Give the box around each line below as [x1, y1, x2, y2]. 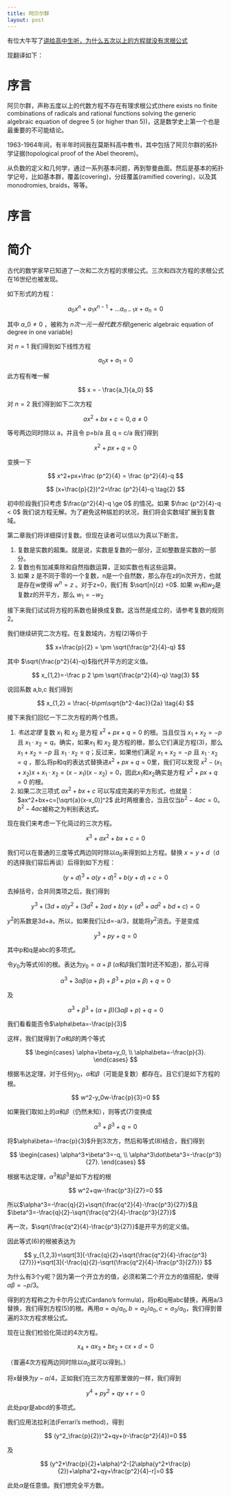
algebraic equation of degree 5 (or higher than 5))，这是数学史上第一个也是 [7, 118, 220, 126]
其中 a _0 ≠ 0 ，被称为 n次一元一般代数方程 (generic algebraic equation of [7, 320, 214, 329]
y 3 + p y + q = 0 [93, 931, 137, 940]
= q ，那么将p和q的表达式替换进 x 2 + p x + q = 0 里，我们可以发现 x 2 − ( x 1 [16, 757, 222, 768]
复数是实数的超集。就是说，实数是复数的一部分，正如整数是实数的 [16, 546, 204, 554]
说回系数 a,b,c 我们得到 [7, 685, 74, 694]
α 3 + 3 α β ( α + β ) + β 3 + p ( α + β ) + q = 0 [60, 975, 171, 985]
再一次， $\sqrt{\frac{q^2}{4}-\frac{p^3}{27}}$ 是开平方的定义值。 [7, 1222, 194, 1230]
